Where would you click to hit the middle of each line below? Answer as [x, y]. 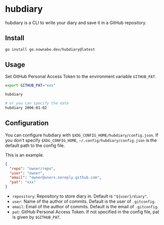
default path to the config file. [35, 145]
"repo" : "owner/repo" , [33, 169]
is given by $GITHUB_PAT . [36, 217]
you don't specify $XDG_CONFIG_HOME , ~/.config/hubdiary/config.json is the [81, 140]
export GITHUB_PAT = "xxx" [30, 85]
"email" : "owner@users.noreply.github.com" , [56, 178]
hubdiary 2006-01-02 [26, 108]
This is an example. [24, 155]
